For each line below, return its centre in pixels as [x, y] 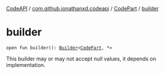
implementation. [26, 65]
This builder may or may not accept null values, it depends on [81, 59]
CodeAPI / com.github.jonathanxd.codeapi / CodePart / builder [82, 9]
